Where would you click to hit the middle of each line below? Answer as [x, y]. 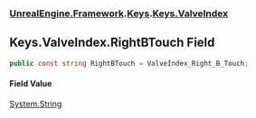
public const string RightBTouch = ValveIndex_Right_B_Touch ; [129, 63]
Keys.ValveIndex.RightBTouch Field [112, 43]
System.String [36, 104]
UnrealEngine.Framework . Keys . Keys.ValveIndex [119, 14]
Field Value [31, 84]
